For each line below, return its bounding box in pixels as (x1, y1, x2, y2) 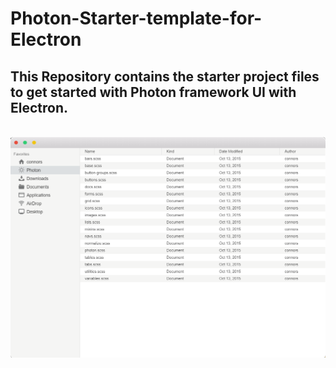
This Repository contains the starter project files (10, 68, 320, 85)
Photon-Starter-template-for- (10, 7, 263, 30)
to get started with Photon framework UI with (10, 83, 297, 101)
